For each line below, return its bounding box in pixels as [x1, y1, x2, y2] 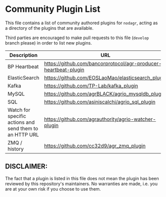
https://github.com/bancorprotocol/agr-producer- [44, 60, 162, 67]
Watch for [7, 106, 31, 113]
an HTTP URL [7, 131, 40, 138]
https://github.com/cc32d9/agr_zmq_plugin [44, 142, 146, 149]
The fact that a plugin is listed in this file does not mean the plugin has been [5, 175, 159, 181]
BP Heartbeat [7, 63, 39, 70]
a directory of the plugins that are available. [5, 25, 94, 31]
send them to [7, 125, 39, 132]
